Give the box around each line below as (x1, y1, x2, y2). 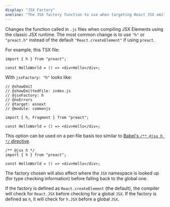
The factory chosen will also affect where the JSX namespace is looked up (5, 170, 159, 176)
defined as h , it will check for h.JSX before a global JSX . (5, 196, 120, 202)
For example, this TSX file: (5, 47, 60, 53)
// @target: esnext (5, 102, 46, 107)
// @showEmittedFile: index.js (5, 88, 71, 94)
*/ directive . (5, 138, 31, 144)
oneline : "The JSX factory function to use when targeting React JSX (5, 12, 155, 17)
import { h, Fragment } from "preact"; (5, 115, 89, 120)
